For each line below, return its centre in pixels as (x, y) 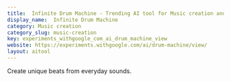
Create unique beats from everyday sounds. (69, 71)
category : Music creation (44, 26)
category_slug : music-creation (52, 32)
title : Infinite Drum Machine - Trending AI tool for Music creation (110, 13)
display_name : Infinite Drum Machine (63, 20)
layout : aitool (29, 52)
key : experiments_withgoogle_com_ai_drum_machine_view (87, 39)
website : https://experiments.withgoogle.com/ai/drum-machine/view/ (107, 45)
